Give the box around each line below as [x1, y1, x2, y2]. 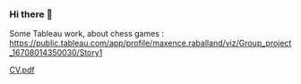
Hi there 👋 [9, 8, 54, 21]
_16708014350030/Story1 [9, 47, 103, 58]
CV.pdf [9, 64, 35, 75]
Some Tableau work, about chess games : [9, 29, 164, 39]
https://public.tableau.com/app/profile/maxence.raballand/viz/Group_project [9, 38, 292, 48]
